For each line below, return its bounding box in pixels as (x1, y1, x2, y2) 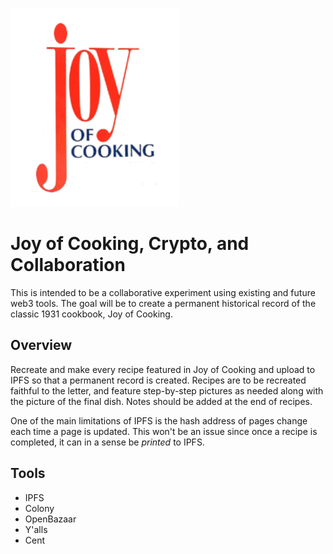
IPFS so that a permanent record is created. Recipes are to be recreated (10, 374, 307, 386)
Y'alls (24, 523, 48, 535)
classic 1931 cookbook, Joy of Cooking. (10, 308, 173, 320)
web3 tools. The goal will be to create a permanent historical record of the (10, 297, 317, 309)
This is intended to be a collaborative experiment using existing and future (10, 286, 316, 298)
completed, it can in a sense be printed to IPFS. (10, 436, 205, 448)
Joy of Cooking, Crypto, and (10, 233, 250, 255)
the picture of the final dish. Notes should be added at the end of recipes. (10, 395, 313, 407)
